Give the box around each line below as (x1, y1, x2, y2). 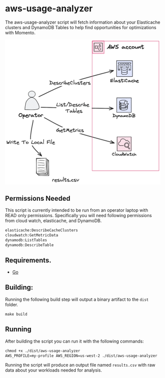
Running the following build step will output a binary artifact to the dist (5, 296, 149, 302)
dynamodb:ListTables (5, 238, 48, 243)
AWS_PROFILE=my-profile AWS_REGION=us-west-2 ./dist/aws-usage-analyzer (5, 353, 158, 358)
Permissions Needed (5, 194, 70, 202)
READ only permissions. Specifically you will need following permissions (5, 213, 152, 219)
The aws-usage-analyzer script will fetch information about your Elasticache (5, 19, 161, 25)
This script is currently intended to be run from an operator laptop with (5, 207, 149, 213)
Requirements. (5, 256, 52, 264)
